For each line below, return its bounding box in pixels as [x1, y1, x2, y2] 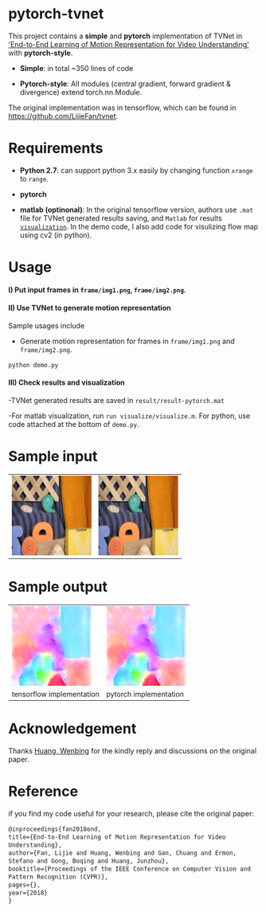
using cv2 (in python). [19, 230, 92, 240]
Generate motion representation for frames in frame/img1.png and [19, 336, 235, 346]
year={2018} [8, 889, 48, 897]
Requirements [8, 139, 104, 158]
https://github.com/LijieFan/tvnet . [8, 111, 119, 120]
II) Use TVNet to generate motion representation [8, 303, 171, 313]
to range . [19, 174, 49, 183]
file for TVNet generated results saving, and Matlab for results [19, 213, 223, 223]
